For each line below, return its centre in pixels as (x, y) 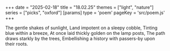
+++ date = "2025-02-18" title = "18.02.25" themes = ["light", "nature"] (79, 7)
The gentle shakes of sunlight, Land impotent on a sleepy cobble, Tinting (81, 28)
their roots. (17, 44)
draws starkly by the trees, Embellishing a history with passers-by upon (80, 38)
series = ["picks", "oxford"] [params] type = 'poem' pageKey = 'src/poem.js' (85, 13)
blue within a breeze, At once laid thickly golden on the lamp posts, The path (85, 33)
